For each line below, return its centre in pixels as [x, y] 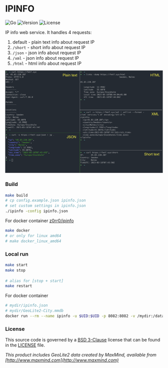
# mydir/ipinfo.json [27, 306]
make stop [15, 270]
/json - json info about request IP [47, 53]
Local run [17, 254]
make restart [19, 286]
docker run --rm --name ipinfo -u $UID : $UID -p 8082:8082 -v [70, 316]
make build [16, 195]
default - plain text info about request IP [53, 42]
